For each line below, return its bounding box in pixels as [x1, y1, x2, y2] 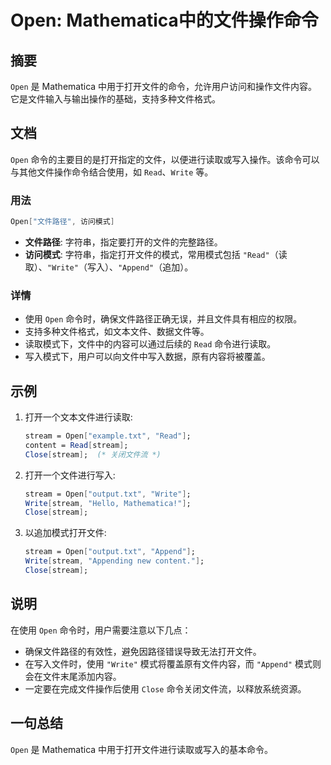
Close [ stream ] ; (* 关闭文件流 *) [24, 449, 162, 460]
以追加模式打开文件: [24, 527, 107, 539]
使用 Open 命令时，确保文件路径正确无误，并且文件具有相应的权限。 [24, 313, 303, 325]
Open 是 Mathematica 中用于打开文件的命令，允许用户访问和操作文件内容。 [10, 81, 318, 92]
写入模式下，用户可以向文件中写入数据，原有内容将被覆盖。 [24, 351, 271, 363]
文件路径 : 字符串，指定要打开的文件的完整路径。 [24, 236, 223, 248]
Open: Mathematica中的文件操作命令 [10, 9, 319, 32]
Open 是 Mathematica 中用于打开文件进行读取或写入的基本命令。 [10, 743, 274, 755]
